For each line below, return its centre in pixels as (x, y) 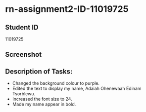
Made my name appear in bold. (44, 104)
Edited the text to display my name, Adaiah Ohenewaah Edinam (77, 89)
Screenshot (24, 55)
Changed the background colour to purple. (56, 83)
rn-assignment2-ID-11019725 (67, 9)
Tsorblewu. (24, 94)
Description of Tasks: (39, 71)
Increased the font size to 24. (42, 99)
